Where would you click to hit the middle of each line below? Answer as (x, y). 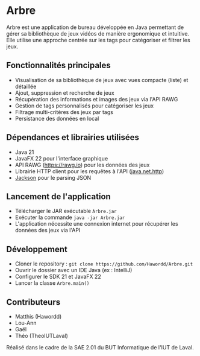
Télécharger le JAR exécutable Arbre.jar (66, 211)
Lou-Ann (26, 323)
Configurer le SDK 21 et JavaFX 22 (58, 277)
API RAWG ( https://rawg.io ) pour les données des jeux (82, 165)
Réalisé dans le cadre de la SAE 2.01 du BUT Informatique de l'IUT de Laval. (100, 347)
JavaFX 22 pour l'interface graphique (61, 158)
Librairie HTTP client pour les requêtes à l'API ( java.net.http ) (89, 171)
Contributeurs (33, 302)
